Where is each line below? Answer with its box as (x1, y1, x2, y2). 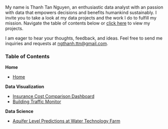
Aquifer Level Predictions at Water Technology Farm (12, 118, 120, 124)
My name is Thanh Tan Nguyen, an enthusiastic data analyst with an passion (5, 4, 163, 10)
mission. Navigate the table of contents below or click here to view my (5, 20, 150, 26)
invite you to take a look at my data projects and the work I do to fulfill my (5, 15, 157, 20)
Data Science (5, 108, 34, 114)
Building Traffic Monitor (12, 98, 62, 104)
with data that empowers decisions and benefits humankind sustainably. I (5, 9, 157, 15)
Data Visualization (5, 83, 44, 89)
